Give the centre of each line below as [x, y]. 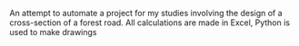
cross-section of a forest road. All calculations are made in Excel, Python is [150, 23]
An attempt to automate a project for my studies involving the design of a [146, 13]
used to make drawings [53, 32]
